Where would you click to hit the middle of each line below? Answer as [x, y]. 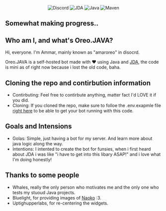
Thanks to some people [42, 175]
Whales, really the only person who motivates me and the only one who [85, 187]
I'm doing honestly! [32, 159]
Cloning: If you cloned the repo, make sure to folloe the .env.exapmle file [87, 105]
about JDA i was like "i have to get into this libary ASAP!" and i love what [86, 154]
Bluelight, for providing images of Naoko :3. [57, 198]
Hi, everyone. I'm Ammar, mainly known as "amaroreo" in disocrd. [73, 52]
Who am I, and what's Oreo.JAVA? [59, 40]
